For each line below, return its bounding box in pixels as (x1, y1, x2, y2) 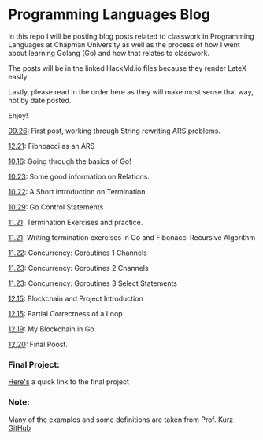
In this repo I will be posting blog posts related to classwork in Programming (8, 31, 254, 41)
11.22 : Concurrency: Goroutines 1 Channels (8, 248, 147, 257)
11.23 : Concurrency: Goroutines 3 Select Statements (8, 278, 177, 288)
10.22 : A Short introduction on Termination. (8, 187, 148, 196)
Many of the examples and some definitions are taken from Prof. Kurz (8, 415, 234, 424)
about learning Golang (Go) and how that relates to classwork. (8, 48, 210, 57)
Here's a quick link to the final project (8, 377, 130, 386)
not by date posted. (8, 95, 72, 105)
